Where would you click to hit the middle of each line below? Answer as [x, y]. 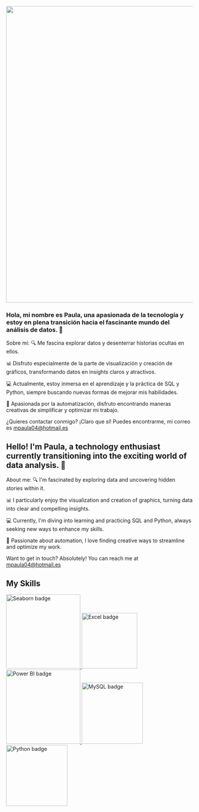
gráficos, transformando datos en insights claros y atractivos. [81, 372]
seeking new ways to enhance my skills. [55, 529]
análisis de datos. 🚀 [35, 330]
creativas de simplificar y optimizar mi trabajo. [62, 410]
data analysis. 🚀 [36, 465]
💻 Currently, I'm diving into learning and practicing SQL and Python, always [99, 521]
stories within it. [25, 488]
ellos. [13, 352]
